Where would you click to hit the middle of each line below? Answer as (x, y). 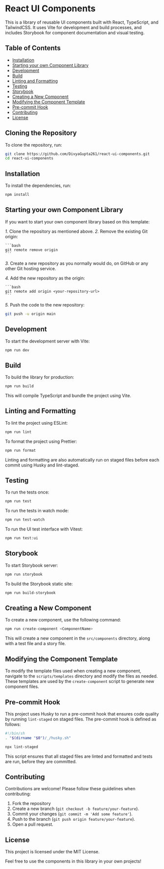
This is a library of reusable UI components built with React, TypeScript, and (82, 22)
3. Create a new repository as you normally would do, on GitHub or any (77, 263)
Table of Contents (33, 48)
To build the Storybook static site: (39, 584)
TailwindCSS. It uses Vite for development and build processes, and (73, 27)
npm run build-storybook (30, 593)
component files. (22, 686)
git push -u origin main (30, 314)
